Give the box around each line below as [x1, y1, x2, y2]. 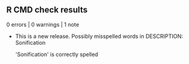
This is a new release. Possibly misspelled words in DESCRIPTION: [15, 33, 183, 40]
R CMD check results [6, 5, 88, 15]
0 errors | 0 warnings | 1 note [6, 21, 80, 28]
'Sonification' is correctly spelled [15, 51, 98, 58]
